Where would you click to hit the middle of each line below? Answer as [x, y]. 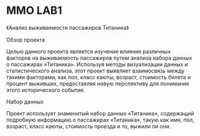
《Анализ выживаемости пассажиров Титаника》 [68, 27]
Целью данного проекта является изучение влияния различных [89, 51]
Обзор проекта [26, 39]
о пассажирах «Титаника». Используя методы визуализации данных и [97, 64]
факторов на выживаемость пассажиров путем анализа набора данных [99, 57]
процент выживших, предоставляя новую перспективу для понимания [98, 83]
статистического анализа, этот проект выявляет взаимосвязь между [95, 71]
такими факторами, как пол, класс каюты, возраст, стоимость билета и [98, 77]
